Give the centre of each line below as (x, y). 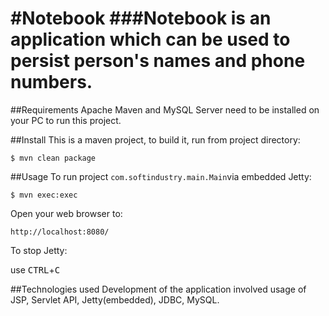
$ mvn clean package (53, 158)
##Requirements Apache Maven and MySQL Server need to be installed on (165, 109)
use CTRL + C (35, 269)
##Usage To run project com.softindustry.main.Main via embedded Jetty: (161, 176)
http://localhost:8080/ (60, 232)
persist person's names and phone (158, 61)
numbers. (51, 82)
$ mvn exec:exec (44, 195)
